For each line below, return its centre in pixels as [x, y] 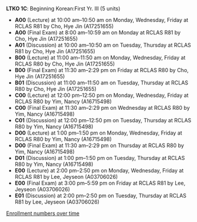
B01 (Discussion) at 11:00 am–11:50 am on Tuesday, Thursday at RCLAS [101, 83]
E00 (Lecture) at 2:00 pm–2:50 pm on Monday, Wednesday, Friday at [99, 170]
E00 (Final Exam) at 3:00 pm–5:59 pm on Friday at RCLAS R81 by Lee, [100, 183]
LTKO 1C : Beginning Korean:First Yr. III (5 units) [63, 9]
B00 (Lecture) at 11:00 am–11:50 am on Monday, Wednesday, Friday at [100, 58]
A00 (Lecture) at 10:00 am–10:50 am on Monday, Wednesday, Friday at [101, 20]
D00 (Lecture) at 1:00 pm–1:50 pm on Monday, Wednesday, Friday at [98, 133]
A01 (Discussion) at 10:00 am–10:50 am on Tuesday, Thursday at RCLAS [103, 45]
